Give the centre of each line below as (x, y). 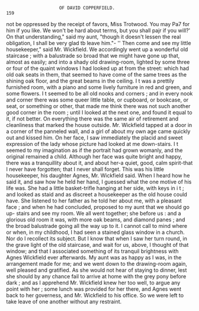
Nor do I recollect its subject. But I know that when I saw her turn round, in (97, 239)
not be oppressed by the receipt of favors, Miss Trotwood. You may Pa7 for (98, 24)
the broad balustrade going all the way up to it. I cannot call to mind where (97, 226)
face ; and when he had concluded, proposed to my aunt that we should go (98, 207)
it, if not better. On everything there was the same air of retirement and (92, 119)
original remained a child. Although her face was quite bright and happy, (94, 156)
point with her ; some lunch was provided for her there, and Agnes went (94, 289)
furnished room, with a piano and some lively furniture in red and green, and (99, 87)
